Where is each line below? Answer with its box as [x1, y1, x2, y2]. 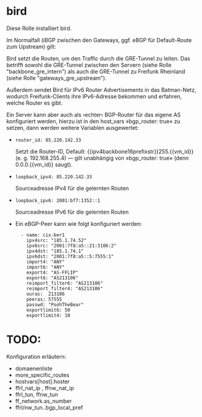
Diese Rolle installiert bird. [6, 24, 72, 32]
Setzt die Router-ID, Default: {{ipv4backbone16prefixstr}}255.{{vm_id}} [15, 148, 194, 155]
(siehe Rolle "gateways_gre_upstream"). [6, 74, 107, 81]
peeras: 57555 [26, 296, 62, 302]
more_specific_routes [15, 371, 70, 378]
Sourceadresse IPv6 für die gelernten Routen [15, 208, 129, 216]
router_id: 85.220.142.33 [15, 137, 81, 143]
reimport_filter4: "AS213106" [26, 285, 103, 291]
